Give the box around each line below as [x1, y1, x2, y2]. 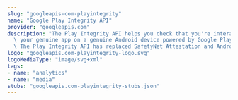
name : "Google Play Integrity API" [7, 17, 113, 24]
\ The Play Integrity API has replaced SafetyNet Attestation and [13, 43, 214, 50]
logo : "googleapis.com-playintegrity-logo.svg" [7, 50, 151, 57]
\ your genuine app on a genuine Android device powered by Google [13, 37, 217, 44]
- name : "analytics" [7, 69, 69, 76]
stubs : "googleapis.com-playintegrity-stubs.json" [7, 82, 160, 89]
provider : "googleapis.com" [7, 23, 91, 30]
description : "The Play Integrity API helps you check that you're [7, 30, 211, 37]
